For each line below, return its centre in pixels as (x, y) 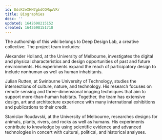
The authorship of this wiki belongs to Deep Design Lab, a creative (72, 41)
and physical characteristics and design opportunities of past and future (78, 61)
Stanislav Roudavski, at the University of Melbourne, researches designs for (81, 117)
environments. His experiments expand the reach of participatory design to (81, 67)
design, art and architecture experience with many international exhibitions (80, 102)
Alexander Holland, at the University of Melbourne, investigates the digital (79, 56)
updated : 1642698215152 (29, 23)
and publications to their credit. (36, 107)
